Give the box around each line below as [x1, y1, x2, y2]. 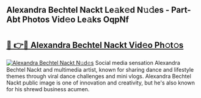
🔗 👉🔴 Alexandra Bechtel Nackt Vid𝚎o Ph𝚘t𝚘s [6, 40, 184, 50]
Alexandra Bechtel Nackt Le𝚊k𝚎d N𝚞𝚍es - [6, 5, 170, 15]
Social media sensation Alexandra [95, 59, 180, 66]
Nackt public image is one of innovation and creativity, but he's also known [6, 79, 196, 86]
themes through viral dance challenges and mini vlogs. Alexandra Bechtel [6, 73, 191, 80]
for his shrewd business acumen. [6, 86, 90, 92]
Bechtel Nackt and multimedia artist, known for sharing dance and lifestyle [6, 66, 194, 73]
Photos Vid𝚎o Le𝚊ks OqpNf [22, 15, 130, 25]
